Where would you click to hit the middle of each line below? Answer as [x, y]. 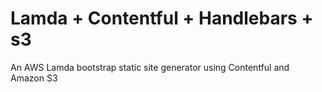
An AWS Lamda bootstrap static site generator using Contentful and [150, 67]
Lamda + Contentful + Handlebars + [162, 18]
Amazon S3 [34, 78]
